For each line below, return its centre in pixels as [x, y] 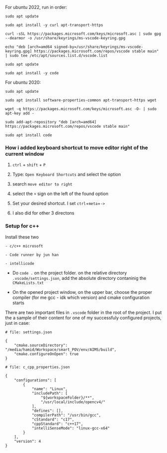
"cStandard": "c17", [53, 419]
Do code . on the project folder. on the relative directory [70, 273]
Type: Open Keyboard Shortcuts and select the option [66, 175]
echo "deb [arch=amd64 [29, 47]
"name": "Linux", [50, 389]
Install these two [22, 237]
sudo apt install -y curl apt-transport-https [54, 25]
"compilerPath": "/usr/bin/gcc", [66, 415]
